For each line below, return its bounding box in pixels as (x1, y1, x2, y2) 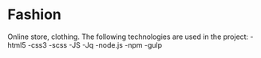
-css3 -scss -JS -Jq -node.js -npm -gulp (27, 40, 163, 49)
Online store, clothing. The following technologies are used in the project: (7, 32, 249, 41)
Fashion (7, 6, 61, 24)
